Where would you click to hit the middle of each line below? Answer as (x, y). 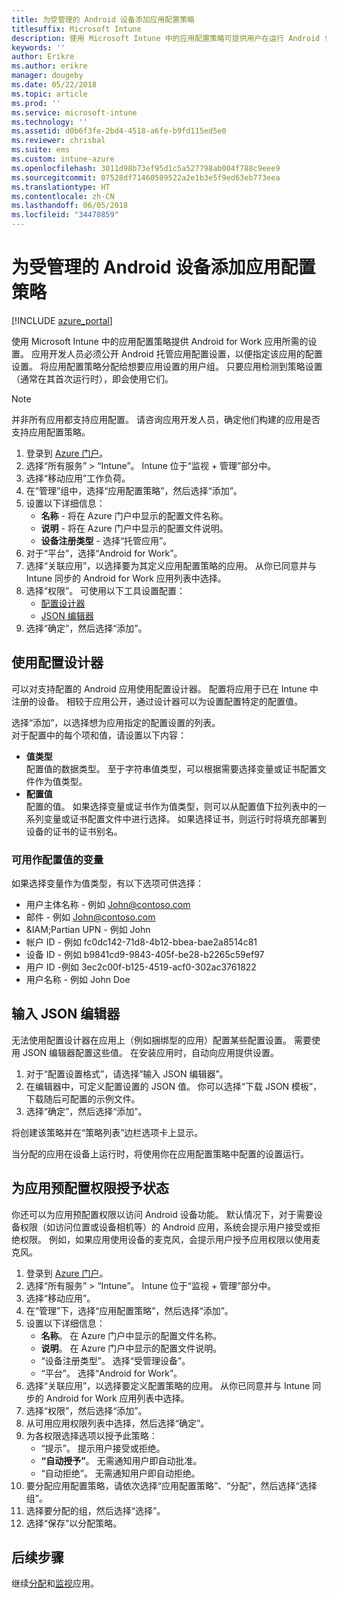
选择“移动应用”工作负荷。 (78, 478)
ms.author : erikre (49, 66)
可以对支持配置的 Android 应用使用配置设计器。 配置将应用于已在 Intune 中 (165, 688)
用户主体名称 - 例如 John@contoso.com (108, 905)
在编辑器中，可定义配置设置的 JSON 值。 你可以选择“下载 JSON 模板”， (174, 1086)
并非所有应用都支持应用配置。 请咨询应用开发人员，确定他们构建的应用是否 (166, 419)
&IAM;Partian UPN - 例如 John (88, 930)
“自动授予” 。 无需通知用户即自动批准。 (121, 1460)
